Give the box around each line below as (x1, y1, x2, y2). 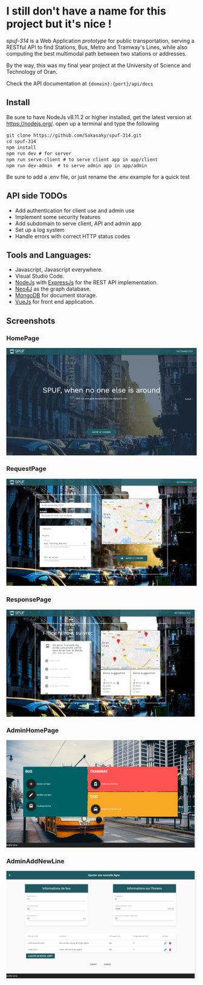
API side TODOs (6, 191, 68, 201)
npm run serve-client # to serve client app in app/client (6, 156, 158, 163)
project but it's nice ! (6, 17, 112, 31)
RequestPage (6, 465, 47, 473)
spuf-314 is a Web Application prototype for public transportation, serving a (6, 37, 195, 44)
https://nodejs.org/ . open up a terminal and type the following (6, 120, 159, 127)
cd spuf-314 (6, 138, 36, 145)
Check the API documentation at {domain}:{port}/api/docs (6, 80, 153, 87)
